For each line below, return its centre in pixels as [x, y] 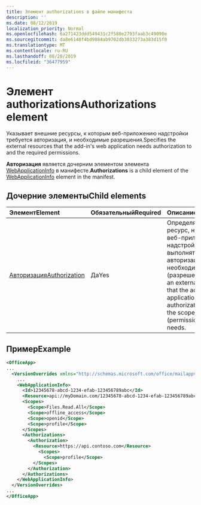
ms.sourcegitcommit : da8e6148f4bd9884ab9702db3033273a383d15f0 [87, 40]
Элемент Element [35, 213]
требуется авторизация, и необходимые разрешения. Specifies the [91, 140]
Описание [182, 213]
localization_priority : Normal [45, 28]
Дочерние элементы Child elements [76, 196]
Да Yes [100, 275]
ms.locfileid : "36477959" [38, 62]
